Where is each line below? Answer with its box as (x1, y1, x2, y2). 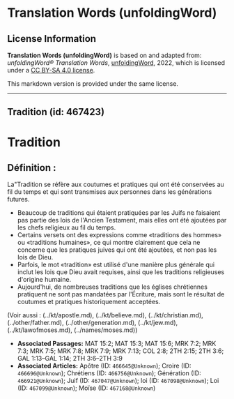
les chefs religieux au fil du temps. (17, 223, 116, 232)
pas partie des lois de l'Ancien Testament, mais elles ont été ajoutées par (17, 216, 227, 225)
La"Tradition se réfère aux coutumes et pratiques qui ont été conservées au (7, 180, 224, 189)
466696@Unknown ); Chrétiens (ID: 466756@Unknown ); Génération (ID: (17, 369, 201, 377)
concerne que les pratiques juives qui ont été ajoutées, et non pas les (17, 246, 217, 254)
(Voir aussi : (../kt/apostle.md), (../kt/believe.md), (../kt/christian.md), (7, 311, 203, 319)
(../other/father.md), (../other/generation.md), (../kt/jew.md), (7, 319, 178, 327)
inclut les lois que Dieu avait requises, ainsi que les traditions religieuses (17, 268, 225, 276)
